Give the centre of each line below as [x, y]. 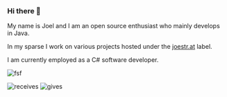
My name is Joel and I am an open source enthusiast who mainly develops [113, 26]
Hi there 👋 [24, 11]
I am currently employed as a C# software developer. [83, 60]
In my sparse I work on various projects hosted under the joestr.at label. [110, 47]
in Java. [18, 33]
